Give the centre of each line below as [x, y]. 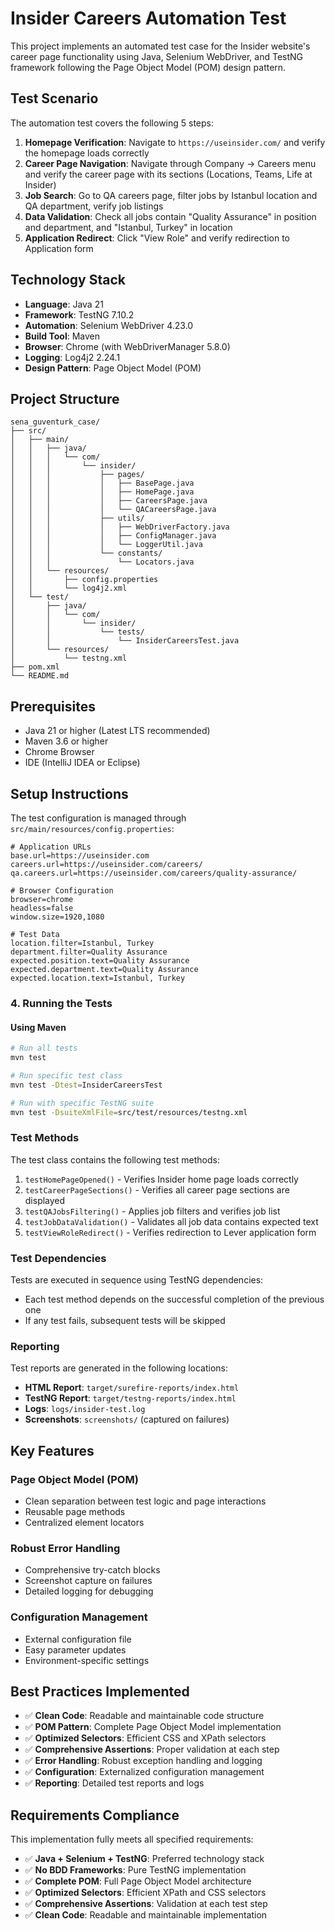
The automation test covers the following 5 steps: [112, 123]
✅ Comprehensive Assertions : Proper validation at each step [152, 1749]
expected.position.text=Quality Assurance [100, 961]
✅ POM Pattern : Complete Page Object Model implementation [153, 1727]
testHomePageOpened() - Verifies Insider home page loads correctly [161, 1179]
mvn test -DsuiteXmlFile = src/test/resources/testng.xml [129, 1112]
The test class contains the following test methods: [115, 1159]
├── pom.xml [35, 667]
